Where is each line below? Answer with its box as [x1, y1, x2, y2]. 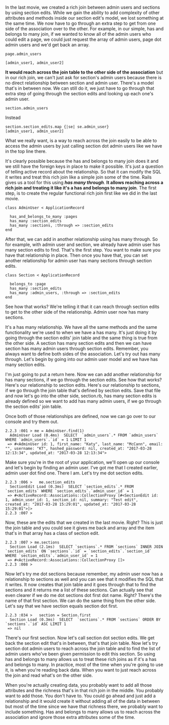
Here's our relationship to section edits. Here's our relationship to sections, [5, 382, 160, 388]
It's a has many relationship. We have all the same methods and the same [5, 324, 157, 330]
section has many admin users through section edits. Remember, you [5, 345, 148, 351]
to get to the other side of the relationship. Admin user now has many [5, 309, 149, 315]
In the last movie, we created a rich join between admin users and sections [5, 5, 160, 10]
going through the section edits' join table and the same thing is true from [5, 335, 157, 341]
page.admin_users [5, 51, 42, 56]
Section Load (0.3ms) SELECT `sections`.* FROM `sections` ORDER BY [10, 617, 161, 622]
